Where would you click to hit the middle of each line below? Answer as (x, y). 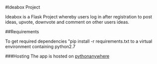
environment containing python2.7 (40, 46)
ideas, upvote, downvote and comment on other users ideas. (67, 22)
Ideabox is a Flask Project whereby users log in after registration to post (79, 17)
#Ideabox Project (23, 7)
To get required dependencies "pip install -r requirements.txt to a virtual (79, 41)
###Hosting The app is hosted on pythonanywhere (57, 56)
